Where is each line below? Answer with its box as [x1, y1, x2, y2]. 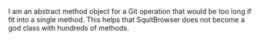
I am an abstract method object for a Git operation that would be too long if [8, 7, 252, 16]
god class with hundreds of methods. [8, 24, 129, 32]
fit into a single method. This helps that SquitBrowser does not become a [8, 15, 246, 24]
